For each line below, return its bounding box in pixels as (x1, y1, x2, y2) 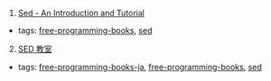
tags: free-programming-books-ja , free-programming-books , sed (17, 62, 262, 72)
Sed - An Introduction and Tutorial (17, 8, 145, 18)
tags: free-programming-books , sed (17, 25, 153, 35)
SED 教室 (17, 44, 52, 54)
